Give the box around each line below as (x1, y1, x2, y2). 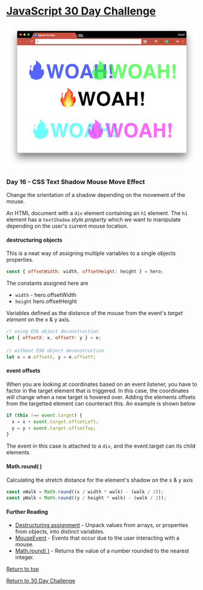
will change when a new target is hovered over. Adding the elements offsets (6, 393, 196, 400)
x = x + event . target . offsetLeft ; (12, 419, 99, 425)
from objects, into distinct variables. (15, 528, 105, 535)
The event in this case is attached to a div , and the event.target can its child (6, 442, 196, 449)
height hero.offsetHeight (15, 298, 78, 305)
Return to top (6, 565, 39, 573)
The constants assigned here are (6, 280, 89, 287)
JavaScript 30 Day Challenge (6, 4, 156, 18)
